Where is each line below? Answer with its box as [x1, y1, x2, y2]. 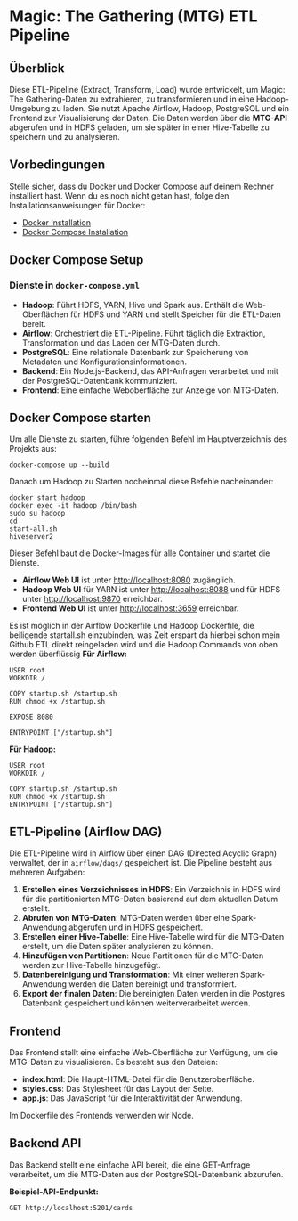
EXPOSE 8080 [9, 712, 53, 722]
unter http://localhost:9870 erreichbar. [21, 594, 163, 605]
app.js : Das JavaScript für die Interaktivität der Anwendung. [21, 1093, 243, 1103]
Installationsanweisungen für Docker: [9, 199, 146, 210]
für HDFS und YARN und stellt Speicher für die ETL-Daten [69, 309, 282, 320]
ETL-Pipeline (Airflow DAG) [9, 824, 163, 839]
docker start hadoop [9, 493, 86, 502]
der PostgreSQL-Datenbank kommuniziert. [21, 375, 178, 386]
